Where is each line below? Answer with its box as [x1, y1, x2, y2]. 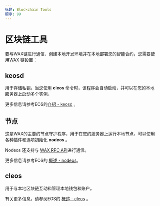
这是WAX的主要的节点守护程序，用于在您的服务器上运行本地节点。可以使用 [5, 131, 155, 137]
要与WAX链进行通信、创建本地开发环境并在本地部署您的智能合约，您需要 [5, 51, 151, 57]
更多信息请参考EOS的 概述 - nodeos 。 [5, 157, 81, 163]
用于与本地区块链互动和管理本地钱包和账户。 [5, 185, 95, 191]
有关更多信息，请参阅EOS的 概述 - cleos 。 [5, 195, 91, 202]
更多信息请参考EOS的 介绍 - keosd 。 [5, 102, 79, 107]
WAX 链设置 [9, 57, 33, 63]
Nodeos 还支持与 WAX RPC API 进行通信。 [5, 147, 89, 153]
